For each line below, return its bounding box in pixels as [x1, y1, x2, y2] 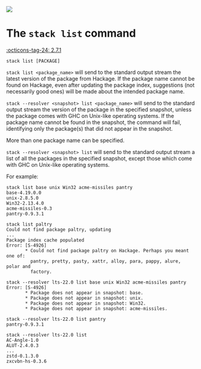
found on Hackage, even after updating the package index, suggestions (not [6, 81, 195, 88]
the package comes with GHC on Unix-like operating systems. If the [6, 112, 175, 119]
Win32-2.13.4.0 [6, 200, 44, 206]
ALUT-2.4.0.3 [6, 343, 39, 349]
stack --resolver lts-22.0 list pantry [6, 316, 106, 322]
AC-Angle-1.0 [6, 337, 39, 343]
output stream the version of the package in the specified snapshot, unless [6, 105, 192, 113]
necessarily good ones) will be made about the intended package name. [6, 87, 185, 95]
